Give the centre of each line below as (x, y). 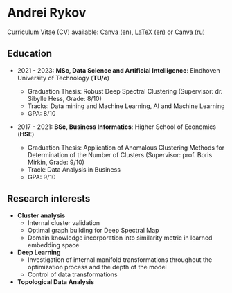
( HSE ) (26, 134)
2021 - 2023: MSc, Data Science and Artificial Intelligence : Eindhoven (118, 70)
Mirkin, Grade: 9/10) (56, 162)
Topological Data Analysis (56, 281)
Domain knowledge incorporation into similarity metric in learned (120, 238)
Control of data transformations (72, 274)
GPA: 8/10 (42, 113)
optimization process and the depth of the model (97, 267)
